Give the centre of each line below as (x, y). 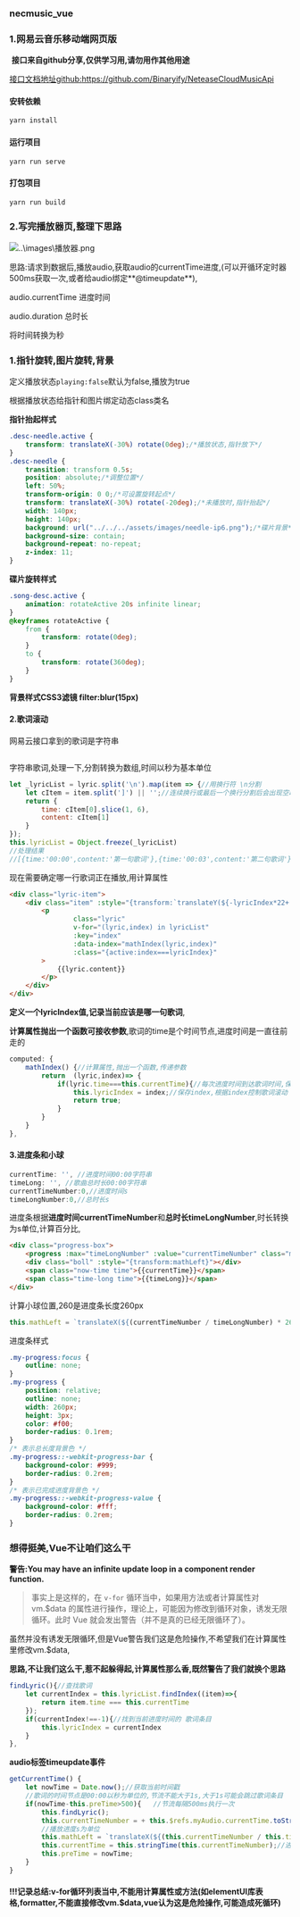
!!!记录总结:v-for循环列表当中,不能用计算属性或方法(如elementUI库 (133, 1892)
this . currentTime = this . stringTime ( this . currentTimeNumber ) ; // (163, 1846)
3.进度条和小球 (37, 1155)
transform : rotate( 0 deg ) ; (90, 638)
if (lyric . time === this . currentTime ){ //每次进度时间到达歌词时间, (171, 1084)
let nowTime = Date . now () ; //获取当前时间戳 (103, 1788)
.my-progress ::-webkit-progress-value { (86, 1498)
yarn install (33, 121)
